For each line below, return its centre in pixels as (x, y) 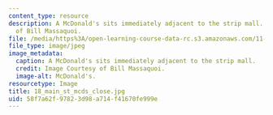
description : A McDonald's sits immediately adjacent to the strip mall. (136, 23)
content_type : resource (49, 16)
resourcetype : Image (43, 83)
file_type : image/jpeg (47, 46)
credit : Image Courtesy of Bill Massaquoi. (90, 69)
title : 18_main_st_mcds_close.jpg (67, 91)
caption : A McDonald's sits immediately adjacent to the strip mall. (136, 62)
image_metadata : (36, 53)
